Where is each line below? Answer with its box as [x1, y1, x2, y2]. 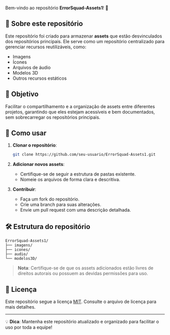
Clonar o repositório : [12, 142, 57, 148]
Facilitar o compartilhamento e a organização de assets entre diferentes [5, 103, 155, 109]
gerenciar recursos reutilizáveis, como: [5, 44, 87, 50]
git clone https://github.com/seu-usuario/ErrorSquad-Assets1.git [12, 152, 156, 157]
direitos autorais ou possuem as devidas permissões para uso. [17, 271, 148, 277]
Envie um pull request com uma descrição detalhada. [20, 207, 132, 213]
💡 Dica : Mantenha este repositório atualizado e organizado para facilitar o [5, 318, 159, 324]
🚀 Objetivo [5, 90, 39, 98]
